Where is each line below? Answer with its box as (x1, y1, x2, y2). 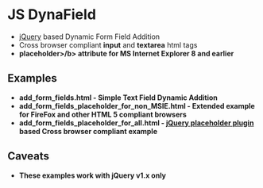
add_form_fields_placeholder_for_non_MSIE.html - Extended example (18, 101, 255, 110)
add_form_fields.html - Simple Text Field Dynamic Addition (18, 93, 218, 102)
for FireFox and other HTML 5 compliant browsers (18, 109, 188, 119)
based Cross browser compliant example (18, 126, 158, 136)
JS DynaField (7, 6, 97, 24)
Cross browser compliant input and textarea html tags (18, 40, 198, 49)
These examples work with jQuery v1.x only (18, 171, 167, 180)
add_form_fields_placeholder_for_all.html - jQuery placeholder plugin (18, 117, 254, 128)
